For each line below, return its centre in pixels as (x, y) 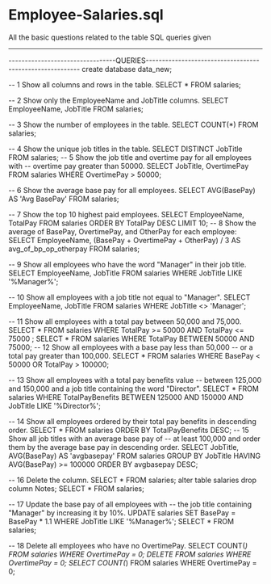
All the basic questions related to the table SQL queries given (110, 37)
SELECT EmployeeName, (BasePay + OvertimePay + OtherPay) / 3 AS (125, 240)
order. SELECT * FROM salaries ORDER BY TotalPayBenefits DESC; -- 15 (129, 430)
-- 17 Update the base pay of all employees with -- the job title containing (130, 504)
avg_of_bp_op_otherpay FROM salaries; (74, 249)
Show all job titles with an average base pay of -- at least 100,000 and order (134, 439)
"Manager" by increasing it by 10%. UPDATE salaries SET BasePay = (122, 513)
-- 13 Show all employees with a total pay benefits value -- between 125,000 (135, 380)
